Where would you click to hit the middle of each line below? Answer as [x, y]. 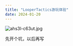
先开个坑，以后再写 [25, 39]
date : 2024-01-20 [23, 14]
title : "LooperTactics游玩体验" [37, 10]
